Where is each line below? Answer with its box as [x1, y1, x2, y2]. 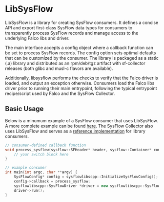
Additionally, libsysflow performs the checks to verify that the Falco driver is [5, 75, 158, 81]
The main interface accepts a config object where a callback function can [5, 45, 154, 50]
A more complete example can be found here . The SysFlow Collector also [5, 123, 153, 129]
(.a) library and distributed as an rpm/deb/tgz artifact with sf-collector [5, 60, 145, 66]
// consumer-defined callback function [5, 143, 86, 148]
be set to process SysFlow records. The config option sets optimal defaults [5, 50, 156, 56]
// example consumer [5, 165, 47, 170]
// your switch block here [14, 152, 69, 157]
